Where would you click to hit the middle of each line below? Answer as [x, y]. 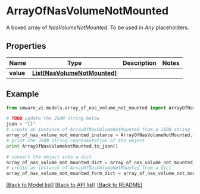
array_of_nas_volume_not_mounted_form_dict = [63, 174]
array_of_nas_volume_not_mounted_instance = [62, 135]
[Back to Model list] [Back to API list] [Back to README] [74, 185]
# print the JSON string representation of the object [76, 140]
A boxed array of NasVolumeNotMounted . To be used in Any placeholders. [98, 27]
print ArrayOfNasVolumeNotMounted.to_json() [62, 146]
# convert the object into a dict [49, 157]
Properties [26, 46]
